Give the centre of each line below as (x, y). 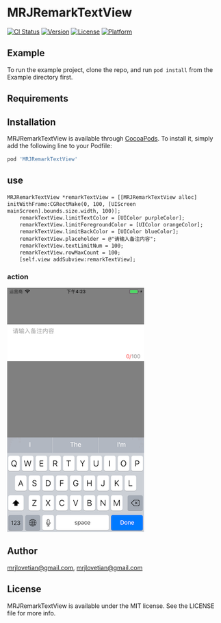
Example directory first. (40, 77)
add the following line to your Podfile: (60, 145)
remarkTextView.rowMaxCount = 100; (70, 252)
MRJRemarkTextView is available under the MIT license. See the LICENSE (111, 606)
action (18, 277)
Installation (31, 122)
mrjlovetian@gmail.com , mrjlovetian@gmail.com (75, 567)
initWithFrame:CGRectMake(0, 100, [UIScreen (71, 204)
